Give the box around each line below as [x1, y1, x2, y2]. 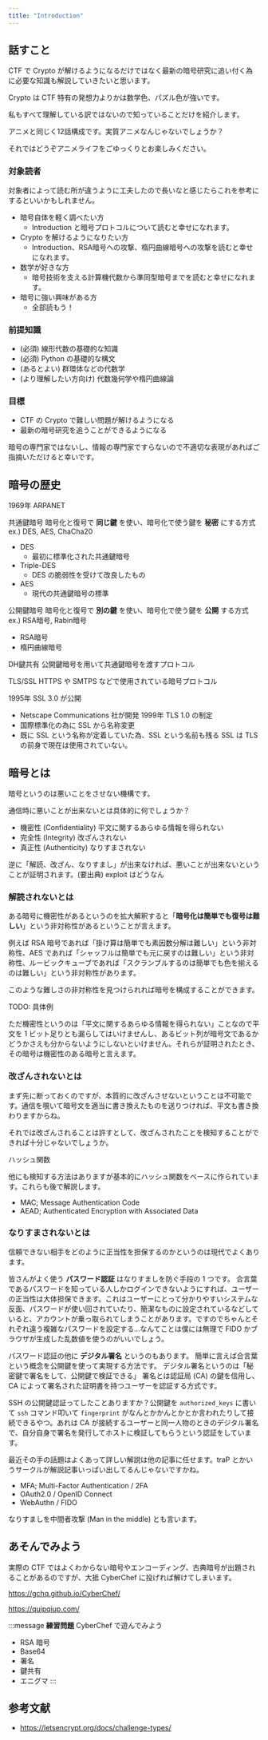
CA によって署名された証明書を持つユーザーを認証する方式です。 [8, 1380, 222, 1390]
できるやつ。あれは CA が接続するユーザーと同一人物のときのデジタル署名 [14, 1417, 259, 1427]
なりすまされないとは [8, 1227, 90, 1238]
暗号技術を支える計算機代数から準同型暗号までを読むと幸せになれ [31, 272, 249, 282]
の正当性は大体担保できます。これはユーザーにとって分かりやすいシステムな [8, 1293, 258, 1303]
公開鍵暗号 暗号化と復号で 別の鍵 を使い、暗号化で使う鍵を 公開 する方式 [8, 606, 249, 615]
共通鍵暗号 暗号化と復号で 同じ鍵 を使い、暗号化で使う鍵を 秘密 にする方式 [8, 518, 256, 527]
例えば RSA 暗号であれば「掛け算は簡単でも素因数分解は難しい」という [8, 938, 243, 947]
